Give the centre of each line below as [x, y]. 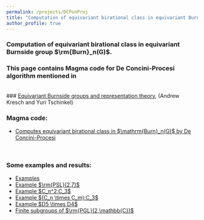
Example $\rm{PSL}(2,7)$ [47, 185]
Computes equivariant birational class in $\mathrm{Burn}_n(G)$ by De [103, 131]
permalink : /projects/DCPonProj [47, 12]
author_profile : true [34, 23]
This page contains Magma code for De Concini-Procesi [90, 69]
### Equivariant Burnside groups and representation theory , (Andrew [93, 95]
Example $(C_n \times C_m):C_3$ [57, 198]
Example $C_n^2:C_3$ [43, 191]
